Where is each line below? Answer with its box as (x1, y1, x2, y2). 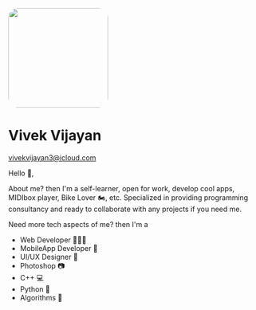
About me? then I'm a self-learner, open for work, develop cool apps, (8, 183, 235, 193)
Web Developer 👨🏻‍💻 (19, 235, 87, 245)
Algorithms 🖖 (19, 292, 63, 302)
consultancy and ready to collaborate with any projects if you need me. (8, 204, 242, 214)
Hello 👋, (8, 168, 34, 178)
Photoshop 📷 (19, 261, 65, 270)
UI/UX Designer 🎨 (19, 252, 78, 261)
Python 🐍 (19, 284, 50, 294)
